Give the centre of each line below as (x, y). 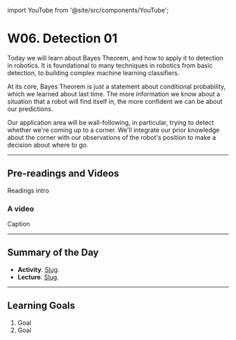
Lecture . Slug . (38, 277)
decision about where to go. (48, 145)
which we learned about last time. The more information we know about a (114, 93)
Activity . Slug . (38, 269)
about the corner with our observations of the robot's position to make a (112, 137)
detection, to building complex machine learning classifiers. (93, 72)
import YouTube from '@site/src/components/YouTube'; (88, 10)
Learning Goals (41, 306)
